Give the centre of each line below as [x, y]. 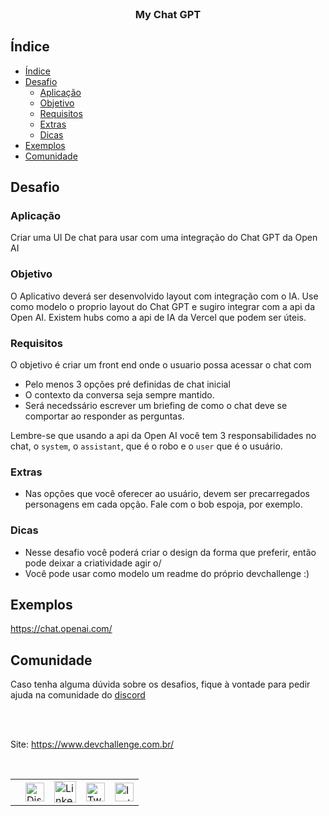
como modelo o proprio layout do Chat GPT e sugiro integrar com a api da [163, 306]
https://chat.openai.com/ [61, 629]
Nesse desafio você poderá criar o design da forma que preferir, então [170, 552]
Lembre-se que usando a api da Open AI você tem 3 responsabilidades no [163, 436]
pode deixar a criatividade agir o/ [93, 563]
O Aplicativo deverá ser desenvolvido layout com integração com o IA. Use [164, 296]
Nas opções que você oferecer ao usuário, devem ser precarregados [167, 494]
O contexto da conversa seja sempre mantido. [119, 395]
